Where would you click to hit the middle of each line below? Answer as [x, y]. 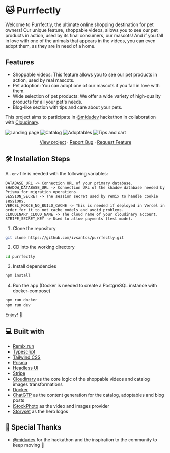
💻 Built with [25, 331]
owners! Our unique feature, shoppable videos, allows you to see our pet [82, 30]
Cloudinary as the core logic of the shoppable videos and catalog [81, 379]
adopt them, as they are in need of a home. [50, 46]
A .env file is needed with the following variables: [57, 173]
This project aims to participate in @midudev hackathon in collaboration [81, 117]
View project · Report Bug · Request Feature [86, 142]
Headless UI [25, 368]
